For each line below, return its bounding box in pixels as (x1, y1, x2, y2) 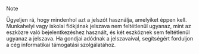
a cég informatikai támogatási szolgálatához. (6, 41, 116, 48)
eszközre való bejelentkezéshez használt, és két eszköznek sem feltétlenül (6, 29, 190, 36)
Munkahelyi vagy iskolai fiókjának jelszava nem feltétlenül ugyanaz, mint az (6, 23, 192, 29)
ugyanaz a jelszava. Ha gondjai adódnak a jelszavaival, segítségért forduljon (6, 35, 194, 42)
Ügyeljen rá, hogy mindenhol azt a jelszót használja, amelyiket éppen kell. (6, 16, 187, 23)
